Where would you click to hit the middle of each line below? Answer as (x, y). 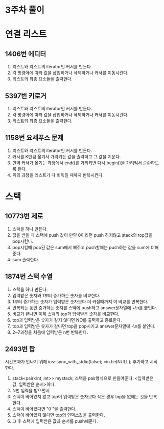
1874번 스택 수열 (29, 277)
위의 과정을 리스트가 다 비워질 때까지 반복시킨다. (58, 175)
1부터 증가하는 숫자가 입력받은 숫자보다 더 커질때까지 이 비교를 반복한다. (80, 302)
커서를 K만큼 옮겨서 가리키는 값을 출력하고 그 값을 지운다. (66, 156)
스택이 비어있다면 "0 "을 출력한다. (44, 409)
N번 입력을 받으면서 (31, 391)
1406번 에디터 (26, 54)
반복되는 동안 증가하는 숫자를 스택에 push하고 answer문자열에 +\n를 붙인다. (85, 307)
